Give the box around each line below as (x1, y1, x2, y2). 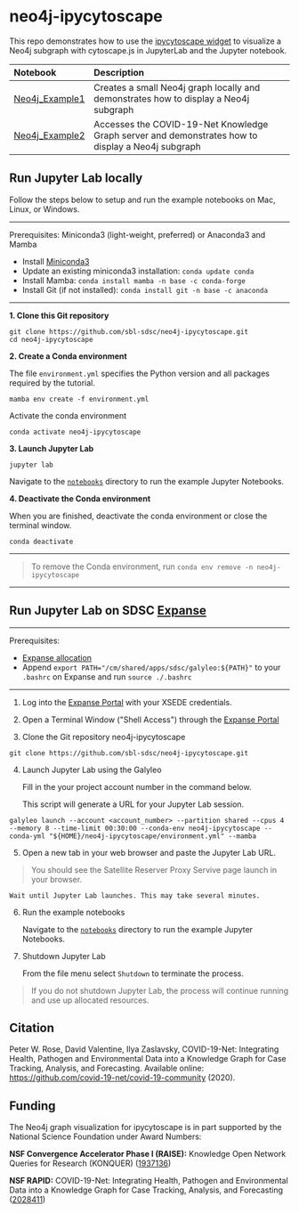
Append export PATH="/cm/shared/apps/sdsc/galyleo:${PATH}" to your (21, 662, 281, 672)
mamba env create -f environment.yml (9, 395, 149, 403)
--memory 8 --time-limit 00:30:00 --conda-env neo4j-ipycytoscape (9, 824, 261, 833)
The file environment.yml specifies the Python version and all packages (9, 368, 270, 379)
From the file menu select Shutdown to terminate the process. (21, 968, 245, 979)
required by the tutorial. (9, 377, 95, 388)
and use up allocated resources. (30, 995, 149, 1005)
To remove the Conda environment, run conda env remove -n (30, 561, 254, 572)
